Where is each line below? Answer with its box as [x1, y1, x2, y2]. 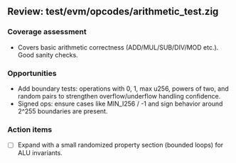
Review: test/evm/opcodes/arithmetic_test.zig [7, 6, 219, 18]
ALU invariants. [17, 149, 63, 157]
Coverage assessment [7, 27, 87, 37]
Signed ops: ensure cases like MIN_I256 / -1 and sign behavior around [17, 99, 223, 108]
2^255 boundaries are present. [17, 106, 108, 116]
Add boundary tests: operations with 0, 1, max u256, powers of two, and [17, 84, 229, 93]
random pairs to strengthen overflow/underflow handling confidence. [17, 91, 221, 100]
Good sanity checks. [17, 50, 78, 59]
